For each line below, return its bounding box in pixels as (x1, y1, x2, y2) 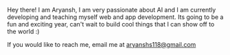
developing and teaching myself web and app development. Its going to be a (7, 13, 224, 21)
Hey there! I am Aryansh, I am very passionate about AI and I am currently (7, 6, 216, 14)
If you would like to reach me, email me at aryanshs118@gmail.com (7, 41, 196, 48)
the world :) (7, 27, 40, 35)
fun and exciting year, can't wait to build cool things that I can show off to (7, 20, 215, 28)
